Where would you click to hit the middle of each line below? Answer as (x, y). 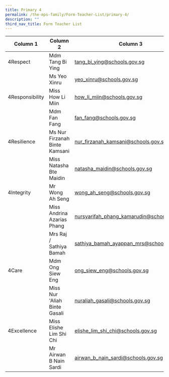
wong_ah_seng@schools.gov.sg (113, 193)
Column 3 (131, 44)
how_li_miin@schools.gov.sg (108, 97)
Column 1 (26, 44)
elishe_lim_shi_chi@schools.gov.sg (116, 331)
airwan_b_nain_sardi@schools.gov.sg (119, 358)
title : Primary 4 (23, 10)
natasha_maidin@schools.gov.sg (113, 169)
